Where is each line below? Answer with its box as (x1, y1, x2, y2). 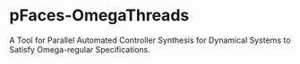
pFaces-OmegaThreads (9, 5, 190, 26)
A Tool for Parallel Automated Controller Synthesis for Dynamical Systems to (9, 35, 291, 45)
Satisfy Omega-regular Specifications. (9, 44, 150, 54)
